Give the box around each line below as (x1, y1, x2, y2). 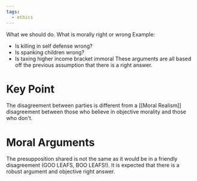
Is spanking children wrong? (14, 48, 85, 56)
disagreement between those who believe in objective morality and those (6, 108, 187, 115)
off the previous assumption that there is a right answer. (14, 61, 153, 69)
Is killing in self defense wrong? (14, 42, 93, 50)
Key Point (6, 82, 55, 96)
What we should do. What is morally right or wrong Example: (6, 30, 155, 38)
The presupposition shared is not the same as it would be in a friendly (6, 155, 178, 162)
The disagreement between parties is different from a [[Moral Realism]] (6, 102, 181, 109)
